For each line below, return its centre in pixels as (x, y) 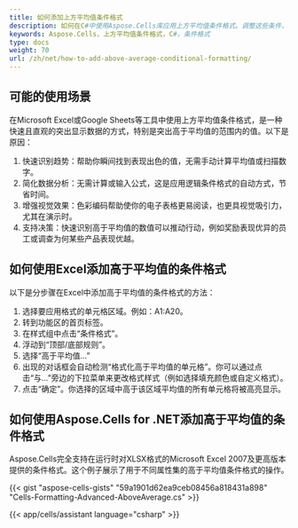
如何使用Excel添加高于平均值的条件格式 (118, 269)
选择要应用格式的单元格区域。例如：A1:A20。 (105, 311)
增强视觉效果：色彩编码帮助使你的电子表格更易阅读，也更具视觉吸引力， (154, 205)
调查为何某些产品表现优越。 (88, 238)
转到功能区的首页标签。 (65, 322)
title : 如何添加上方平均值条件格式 (66, 17)
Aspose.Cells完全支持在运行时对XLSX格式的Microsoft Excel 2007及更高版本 (148, 459)
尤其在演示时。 (49, 216)
